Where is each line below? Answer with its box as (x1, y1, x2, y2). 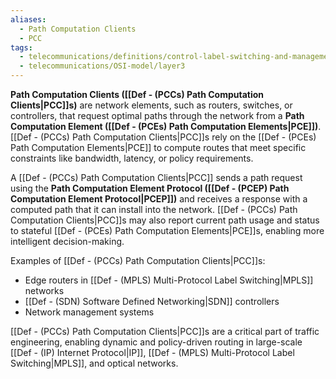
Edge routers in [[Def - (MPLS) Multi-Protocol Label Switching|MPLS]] (24, 274, 314, 286)
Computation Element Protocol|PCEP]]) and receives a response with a (10, 193, 308, 205)
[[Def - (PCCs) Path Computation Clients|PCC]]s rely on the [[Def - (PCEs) (10, 131, 317, 143)
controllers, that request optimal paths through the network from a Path (10, 110, 305, 121)
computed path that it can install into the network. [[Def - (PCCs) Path (10, 204, 298, 215)
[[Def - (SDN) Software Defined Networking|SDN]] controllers (24, 296, 280, 307)
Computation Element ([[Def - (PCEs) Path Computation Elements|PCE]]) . (10, 121, 322, 132)
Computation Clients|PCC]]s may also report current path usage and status (10, 214, 320, 226)
